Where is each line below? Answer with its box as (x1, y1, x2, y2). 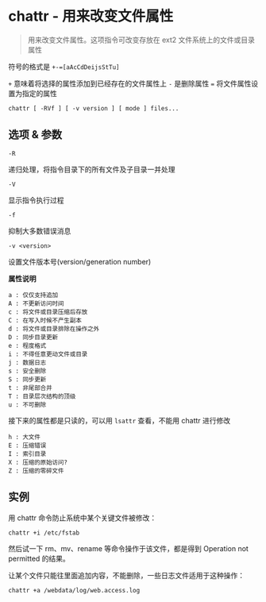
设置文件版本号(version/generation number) (8, 257, 152, 266)
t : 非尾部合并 (8, 384, 53, 392)
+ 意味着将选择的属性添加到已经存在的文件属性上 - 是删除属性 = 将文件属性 (8, 79, 252, 88)
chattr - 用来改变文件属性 (8, 7, 174, 25)
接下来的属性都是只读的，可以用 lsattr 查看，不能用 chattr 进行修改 (8, 415, 231, 425)
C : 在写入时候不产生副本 (8, 316, 82, 324)
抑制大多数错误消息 (8, 226, 71, 235)
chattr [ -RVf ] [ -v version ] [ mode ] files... (8, 104, 179, 112)
